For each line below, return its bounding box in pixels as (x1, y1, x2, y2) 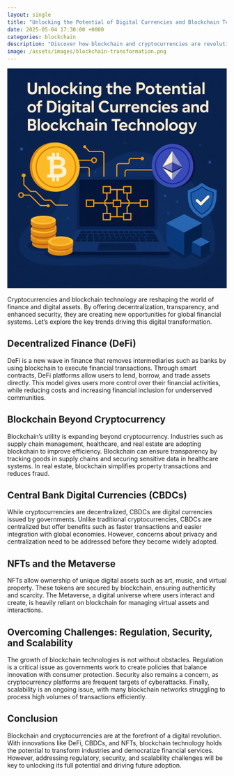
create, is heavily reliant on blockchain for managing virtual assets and (7, 599, 210, 607)
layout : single (7, 11, 52, 18)
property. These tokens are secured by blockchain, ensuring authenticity (7, 583, 216, 592)
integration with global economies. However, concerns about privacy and (7, 530, 217, 539)
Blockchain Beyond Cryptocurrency (7, 414, 166, 426)
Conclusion (7, 712, 58, 725)
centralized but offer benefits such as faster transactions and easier (7, 523, 202, 531)
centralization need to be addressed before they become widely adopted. (7, 537, 218, 546)
